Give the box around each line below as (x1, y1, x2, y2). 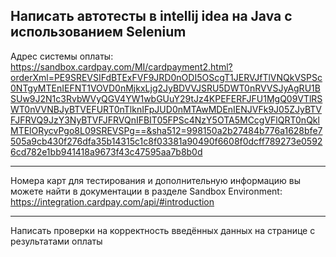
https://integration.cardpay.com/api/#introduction (10, 195, 215, 208)
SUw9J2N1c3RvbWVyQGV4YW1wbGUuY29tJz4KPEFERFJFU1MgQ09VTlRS (10, 92, 323, 104)
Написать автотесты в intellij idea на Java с (10, 8, 293, 25)
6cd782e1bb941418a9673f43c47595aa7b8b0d (10, 145, 203, 158)
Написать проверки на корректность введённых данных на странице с (10, 224, 316, 236)
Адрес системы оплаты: (10, 50, 114, 62)
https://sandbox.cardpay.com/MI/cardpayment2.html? (10, 60, 233, 73)
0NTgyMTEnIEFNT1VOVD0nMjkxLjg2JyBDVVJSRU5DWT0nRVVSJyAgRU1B (10, 82, 321, 94)
